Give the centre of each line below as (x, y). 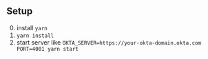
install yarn (32, 27)
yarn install (35, 36)
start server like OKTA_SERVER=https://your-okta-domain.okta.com (109, 42)
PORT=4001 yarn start (47, 49)
